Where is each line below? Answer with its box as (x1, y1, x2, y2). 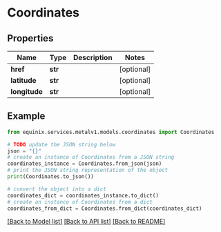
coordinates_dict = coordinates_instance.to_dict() (7, 192, 159, 199)
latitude (10, 76, 37, 85)
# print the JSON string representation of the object (7, 167, 169, 174)
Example (7, 110, 46, 122)
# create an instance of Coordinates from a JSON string (7, 154, 175, 161)
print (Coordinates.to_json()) (7, 173, 95, 180)
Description (73, 53, 113, 62)
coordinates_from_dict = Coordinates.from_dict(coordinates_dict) (7, 205, 202, 212)
